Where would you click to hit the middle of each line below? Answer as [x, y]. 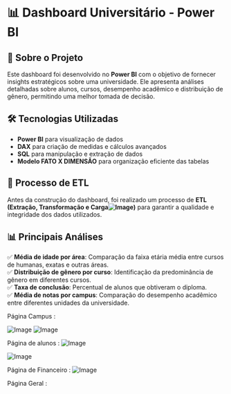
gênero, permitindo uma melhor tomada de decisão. [81, 96]
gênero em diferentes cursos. [49, 280]
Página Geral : [27, 384]
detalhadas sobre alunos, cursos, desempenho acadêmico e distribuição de [115, 89]
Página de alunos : [34, 343]
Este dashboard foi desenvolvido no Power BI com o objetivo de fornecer [112, 74]
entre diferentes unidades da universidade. [68, 303]
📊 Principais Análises [55, 237]
